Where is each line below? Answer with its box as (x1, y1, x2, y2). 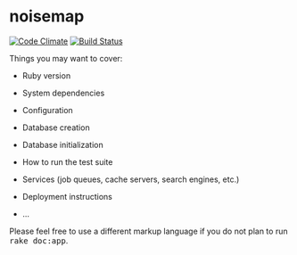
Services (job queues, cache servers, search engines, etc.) (21, 174, 240, 185)
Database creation (21, 122, 91, 133)
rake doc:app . (9, 234, 69, 246)
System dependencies (21, 87, 105, 98)
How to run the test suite (21, 156, 113, 167)
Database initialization (21, 139, 104, 150)
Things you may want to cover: (9, 53, 123, 63)
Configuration (21, 104, 73, 115)
